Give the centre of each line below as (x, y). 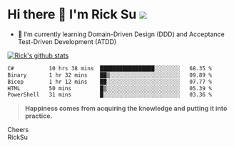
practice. (39, 116)
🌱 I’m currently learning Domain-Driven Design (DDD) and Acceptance (121, 34)
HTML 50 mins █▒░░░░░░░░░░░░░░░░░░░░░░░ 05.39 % (110, 88)
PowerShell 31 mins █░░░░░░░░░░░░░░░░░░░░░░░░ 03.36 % (110, 95)
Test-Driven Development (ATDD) (67, 41)
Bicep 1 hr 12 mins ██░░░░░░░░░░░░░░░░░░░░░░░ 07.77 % (110, 82)
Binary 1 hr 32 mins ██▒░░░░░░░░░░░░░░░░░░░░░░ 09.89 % (110, 75)
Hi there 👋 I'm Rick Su (72, 15)
